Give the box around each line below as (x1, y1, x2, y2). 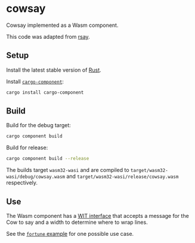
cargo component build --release (6, 156, 89, 162)
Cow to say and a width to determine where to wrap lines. (6, 219, 148, 226)
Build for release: (6, 144, 48, 151)
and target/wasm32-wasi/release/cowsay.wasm (66, 173, 179, 180)
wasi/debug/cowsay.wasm (6, 174, 66, 180)
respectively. (6, 179, 38, 186)
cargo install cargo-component (6, 89, 84, 96)
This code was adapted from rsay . (6, 33, 91, 40)
